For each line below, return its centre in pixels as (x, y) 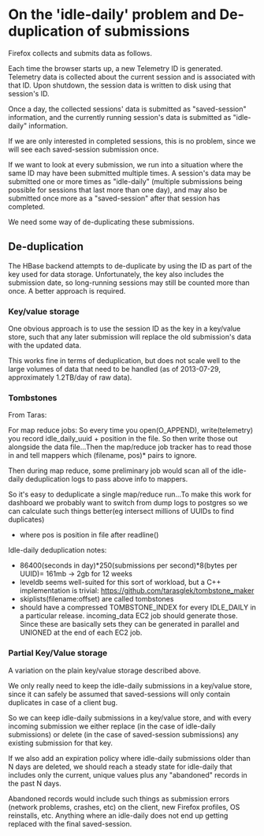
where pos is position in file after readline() (89, 535)
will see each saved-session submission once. (84, 149)
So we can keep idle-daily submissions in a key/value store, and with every (130, 718)
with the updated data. (45, 346)
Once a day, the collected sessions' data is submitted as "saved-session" (127, 109)
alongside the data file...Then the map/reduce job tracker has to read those (130, 447)
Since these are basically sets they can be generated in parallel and (129, 624)
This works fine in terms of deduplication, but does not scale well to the (125, 361)
